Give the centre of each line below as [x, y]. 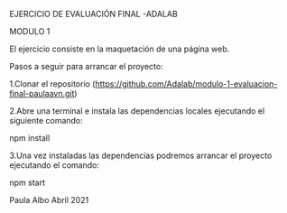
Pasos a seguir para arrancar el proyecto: [87, 66]
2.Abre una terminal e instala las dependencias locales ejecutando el [137, 111]
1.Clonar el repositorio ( [52, 84]
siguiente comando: [46, 120]
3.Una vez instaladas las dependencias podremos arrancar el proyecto [141, 155]
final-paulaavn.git [42, 93]
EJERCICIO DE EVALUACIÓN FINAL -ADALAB [93, 14]
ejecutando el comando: [54, 165]
